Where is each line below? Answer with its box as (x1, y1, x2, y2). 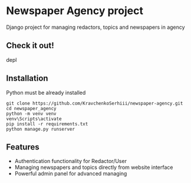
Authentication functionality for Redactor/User (14, 158, 127, 165)
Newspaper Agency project (6, 4, 143, 18)
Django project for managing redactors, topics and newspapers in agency (6, 24, 185, 31)
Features (6, 142, 39, 152)
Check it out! (6, 41, 54, 51)
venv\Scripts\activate (6, 116, 62, 122)
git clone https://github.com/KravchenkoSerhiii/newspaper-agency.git (6, 100, 183, 107)
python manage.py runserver (6, 126, 75, 132)
